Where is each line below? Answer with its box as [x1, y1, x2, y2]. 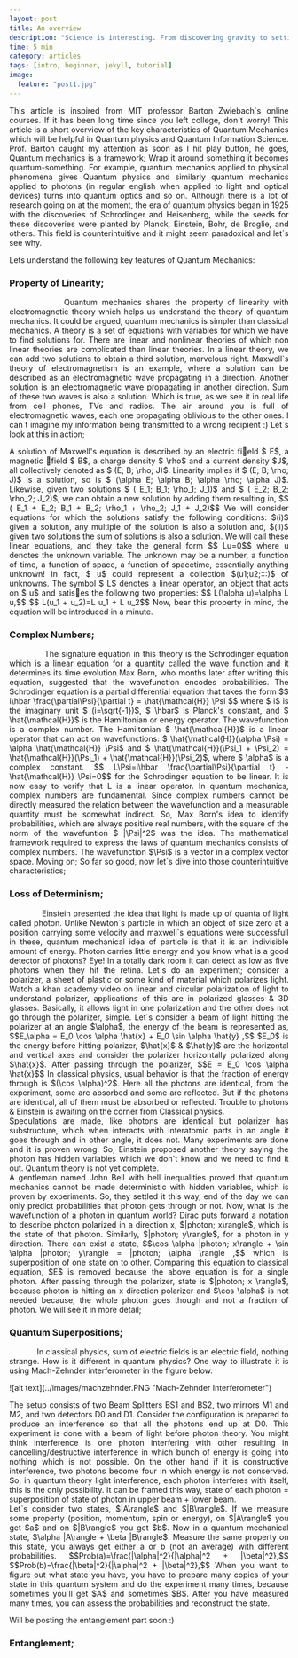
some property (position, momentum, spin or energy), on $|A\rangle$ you [9, 1512, 289, 1523]
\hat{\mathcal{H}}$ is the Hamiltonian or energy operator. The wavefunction [9, 715, 289, 725]
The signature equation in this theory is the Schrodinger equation [43, 649, 289, 659]
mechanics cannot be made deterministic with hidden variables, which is [9, 1181, 289, 1192]
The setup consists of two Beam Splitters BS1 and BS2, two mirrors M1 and [9, 1399, 289, 1410]
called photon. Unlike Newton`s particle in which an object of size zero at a [9, 917, 289, 928]
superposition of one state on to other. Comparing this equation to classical [9, 1257, 289, 1267]
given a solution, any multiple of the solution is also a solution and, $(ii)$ [9, 522, 289, 533]
